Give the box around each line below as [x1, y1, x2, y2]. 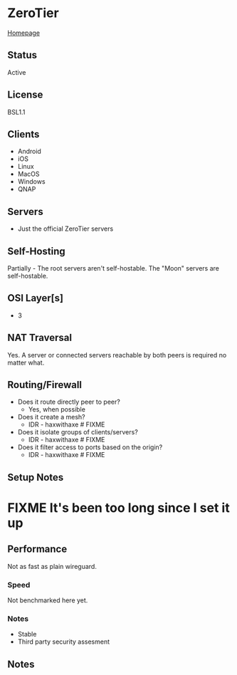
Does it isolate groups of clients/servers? [17, 428, 139, 436]
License [7, 89, 43, 101]
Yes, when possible [28, 405, 85, 414]
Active [7, 68, 26, 76]
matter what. [7, 358, 45, 367]
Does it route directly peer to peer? [17, 397, 121, 407]
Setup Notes [7, 471, 64, 483]
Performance [7, 543, 68, 555]
